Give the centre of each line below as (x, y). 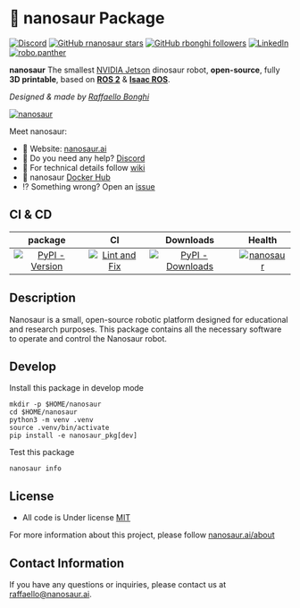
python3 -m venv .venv (51, 420)
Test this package (42, 452)
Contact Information (67, 563)
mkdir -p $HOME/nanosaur (55, 405)
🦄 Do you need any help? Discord (83, 158)
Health (263, 240)
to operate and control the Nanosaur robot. (88, 338)
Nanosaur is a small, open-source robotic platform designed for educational (149, 319)
